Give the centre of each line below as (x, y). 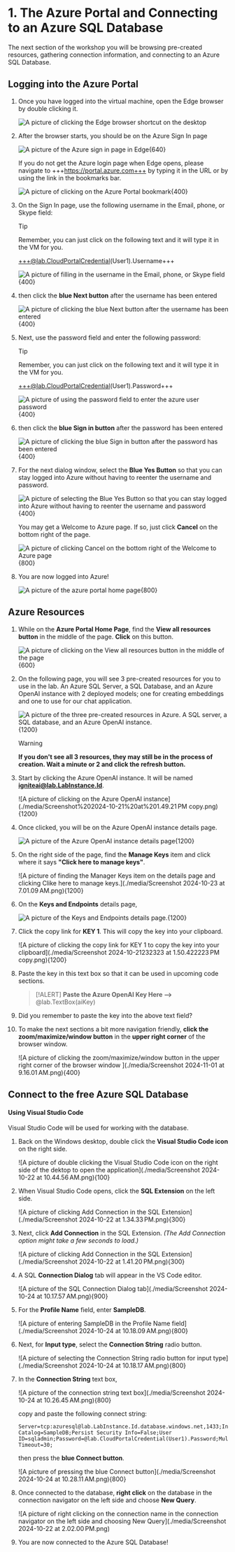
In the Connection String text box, (67, 1379)
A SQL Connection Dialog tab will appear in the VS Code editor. (110, 1276)
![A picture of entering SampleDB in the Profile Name (94, 1323)
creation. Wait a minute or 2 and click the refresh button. (102, 764)
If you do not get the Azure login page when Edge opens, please (111, 163)
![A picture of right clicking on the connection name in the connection (118, 1514)
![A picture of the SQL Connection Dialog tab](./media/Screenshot (113, 1289)
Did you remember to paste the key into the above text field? (105, 1015)
